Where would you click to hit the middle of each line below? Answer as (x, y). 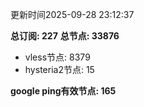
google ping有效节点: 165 (63, 91)
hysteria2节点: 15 (59, 69)
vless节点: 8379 (57, 57)
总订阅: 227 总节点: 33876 (65, 36)
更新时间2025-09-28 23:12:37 (72, 14)
